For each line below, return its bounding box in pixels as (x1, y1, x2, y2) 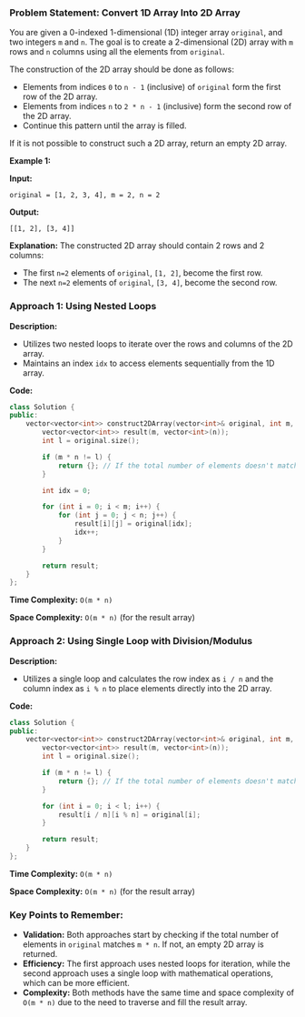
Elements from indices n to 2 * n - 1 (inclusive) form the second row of (22, 101, 292, 112)
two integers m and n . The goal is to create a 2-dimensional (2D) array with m (9, 36, 293, 47)
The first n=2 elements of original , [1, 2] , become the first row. (22, 267, 263, 278)
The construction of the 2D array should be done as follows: (9, 64, 234, 75)
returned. (22, 949, 58, 960)
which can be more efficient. (22, 978, 130, 989)
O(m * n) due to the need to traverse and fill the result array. (22, 997, 248, 1008)
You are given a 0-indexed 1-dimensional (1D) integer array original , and (9, 27, 283, 38)
